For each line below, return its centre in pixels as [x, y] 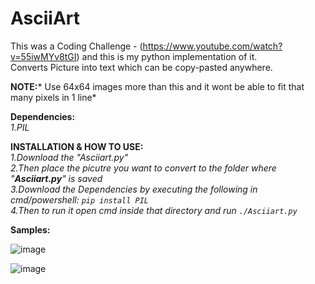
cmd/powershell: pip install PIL [80, 199]
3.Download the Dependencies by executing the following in [134, 189]
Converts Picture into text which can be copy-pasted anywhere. [141, 67]
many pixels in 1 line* [53, 97]
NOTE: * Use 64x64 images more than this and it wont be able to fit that [157, 86]
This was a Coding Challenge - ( [76, 46]
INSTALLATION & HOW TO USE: [77, 146]
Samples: [30, 229]
